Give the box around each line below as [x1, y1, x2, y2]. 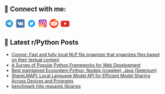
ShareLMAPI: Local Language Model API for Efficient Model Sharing [11, 73, 151, 79]
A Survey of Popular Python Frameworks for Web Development [11, 62, 141, 68]
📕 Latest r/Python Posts [4, 38, 79, 47]
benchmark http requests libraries [11, 83, 81, 89]
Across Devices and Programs [11, 78, 74, 84]
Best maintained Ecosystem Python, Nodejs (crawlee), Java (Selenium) [11, 67, 157, 73]
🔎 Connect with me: [4, 5, 66, 13]
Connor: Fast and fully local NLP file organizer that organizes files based [11, 51, 160, 57]
